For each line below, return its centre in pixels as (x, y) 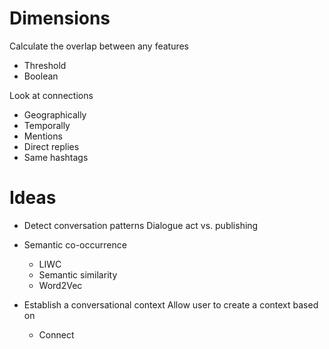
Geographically (55, 114)
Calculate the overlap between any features (99, 46)
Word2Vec (60, 285)
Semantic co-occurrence (75, 244)
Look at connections (51, 95)
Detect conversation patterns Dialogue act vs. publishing (141, 225)
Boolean (41, 76)
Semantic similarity (78, 274)
